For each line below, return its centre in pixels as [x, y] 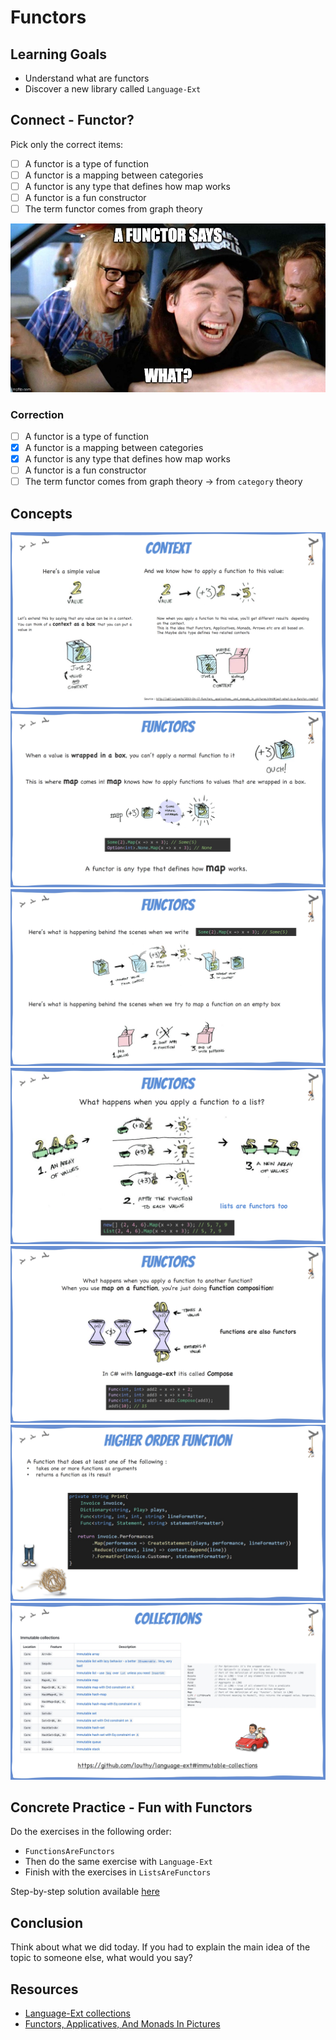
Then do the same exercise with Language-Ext [118, 1862]
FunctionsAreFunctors [69, 1852]
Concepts [41, 513]
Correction [37, 414]
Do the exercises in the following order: [91, 1832]
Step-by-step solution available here [85, 1892]
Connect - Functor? [72, 120]
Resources [44, 1989]
